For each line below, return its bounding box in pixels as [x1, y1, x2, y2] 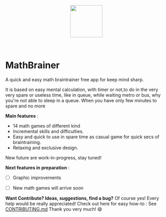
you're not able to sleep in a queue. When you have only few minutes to [5, 97, 157, 103]
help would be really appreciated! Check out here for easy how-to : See [5, 201, 157, 207]
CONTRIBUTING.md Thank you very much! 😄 [5, 206, 103, 212]
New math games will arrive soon [12, 185, 84, 191]
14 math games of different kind [12, 122, 81, 129]
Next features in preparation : [5, 165, 70, 171]
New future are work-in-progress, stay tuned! [5, 154, 102, 160]
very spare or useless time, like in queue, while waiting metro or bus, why [5, 92, 161, 98]
